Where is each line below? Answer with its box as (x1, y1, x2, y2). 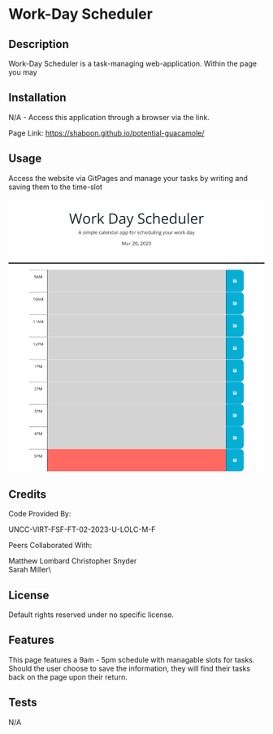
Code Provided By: (8, 509, 71, 519)
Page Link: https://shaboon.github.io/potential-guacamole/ (8, 127, 205, 138)
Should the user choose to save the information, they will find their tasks (8, 663, 250, 673)
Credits (8, 487, 47, 501)
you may (8, 67, 37, 77)
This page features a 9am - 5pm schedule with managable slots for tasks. (8, 654, 255, 664)
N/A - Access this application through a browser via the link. (8, 112, 210, 122)
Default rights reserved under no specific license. (8, 610, 175, 620)
